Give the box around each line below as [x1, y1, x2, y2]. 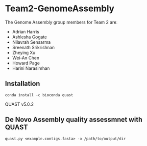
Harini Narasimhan [12, 65, 50, 71]
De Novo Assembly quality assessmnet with [5, 116, 143, 124]
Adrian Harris [12, 29, 39, 34]
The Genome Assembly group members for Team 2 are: [5, 19, 118, 25]
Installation [5, 80, 40, 88]
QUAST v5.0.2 [5, 101, 34, 107]
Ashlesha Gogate [12, 34, 48, 40]
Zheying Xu [12, 50, 36, 56]
